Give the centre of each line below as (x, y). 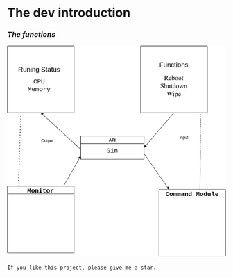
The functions (32, 35)
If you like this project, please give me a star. (82, 268)
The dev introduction (69, 13)
